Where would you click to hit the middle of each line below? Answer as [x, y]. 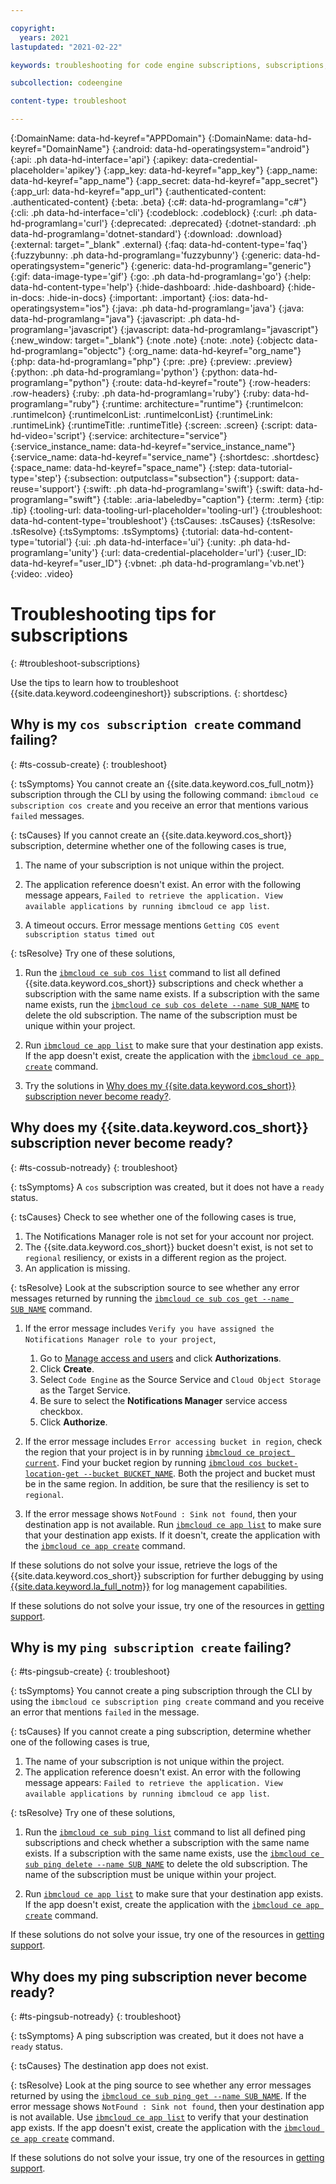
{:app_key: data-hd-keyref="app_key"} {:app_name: [210, 170]
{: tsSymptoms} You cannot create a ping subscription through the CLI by [161, 1691]
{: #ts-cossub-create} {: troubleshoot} [89, 764]
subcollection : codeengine [66, 83]
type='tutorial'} [41, 542]
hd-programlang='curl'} [59, 223]
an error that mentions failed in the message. [105, 1712]
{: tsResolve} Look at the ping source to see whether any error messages [161, 2085]
